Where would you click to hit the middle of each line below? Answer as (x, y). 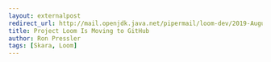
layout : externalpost (45, 16)
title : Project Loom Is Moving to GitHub (79, 31)
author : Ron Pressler (45, 38)
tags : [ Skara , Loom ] (43, 46)
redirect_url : (32, 23)
